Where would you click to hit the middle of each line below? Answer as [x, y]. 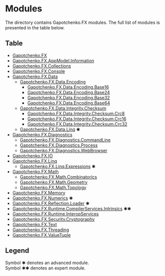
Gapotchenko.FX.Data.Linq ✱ [50, 129]
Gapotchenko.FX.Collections [42, 66]
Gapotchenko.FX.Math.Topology [53, 187]
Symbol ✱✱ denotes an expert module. [45, 268]
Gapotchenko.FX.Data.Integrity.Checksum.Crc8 [76, 113]
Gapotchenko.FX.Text [35, 224]
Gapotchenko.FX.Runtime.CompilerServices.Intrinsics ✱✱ [72, 208]
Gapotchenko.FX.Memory [39, 192]
